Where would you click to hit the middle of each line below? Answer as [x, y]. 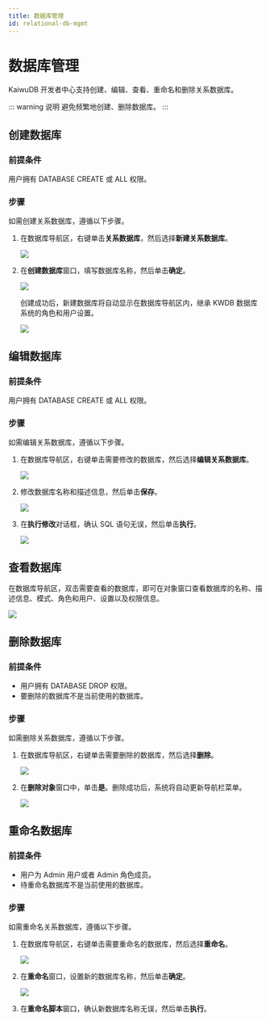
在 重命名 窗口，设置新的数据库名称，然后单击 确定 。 [105, 977]
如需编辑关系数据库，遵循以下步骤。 [69, 442]
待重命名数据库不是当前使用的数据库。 [83, 884]
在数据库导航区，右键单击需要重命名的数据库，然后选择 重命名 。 [126, 944]
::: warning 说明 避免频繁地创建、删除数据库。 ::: [89, 107]
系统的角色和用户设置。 [59, 313]
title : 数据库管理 [36, 16]
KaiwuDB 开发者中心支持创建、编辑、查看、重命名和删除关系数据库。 [123, 90]
